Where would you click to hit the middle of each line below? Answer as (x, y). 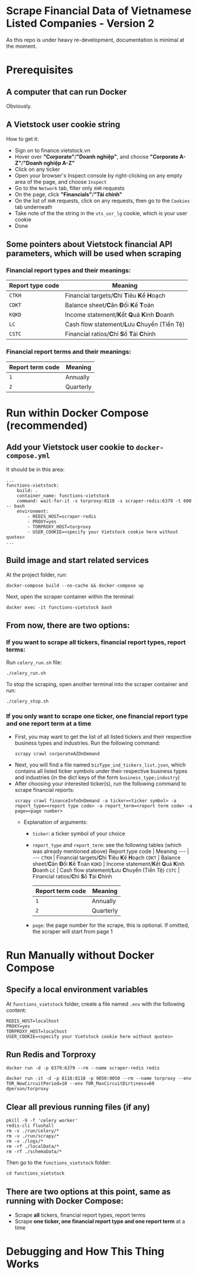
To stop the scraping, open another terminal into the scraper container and (97, 684)
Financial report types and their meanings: (69, 270)
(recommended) (47, 426)
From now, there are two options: (68, 625)
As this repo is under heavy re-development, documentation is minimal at (95, 40)
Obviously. (19, 106)
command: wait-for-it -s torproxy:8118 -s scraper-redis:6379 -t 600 (104, 501)
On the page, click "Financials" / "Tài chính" (69, 194)
